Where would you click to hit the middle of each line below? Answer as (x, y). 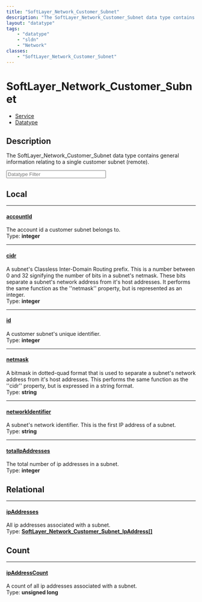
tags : (13, 29)
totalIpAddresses (28, 451)
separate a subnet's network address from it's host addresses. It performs (98, 282)
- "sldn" (28, 40)
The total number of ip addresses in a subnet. (63, 464)
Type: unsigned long (32, 592)
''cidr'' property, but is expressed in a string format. (70, 386)
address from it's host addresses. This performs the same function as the (97, 379)
